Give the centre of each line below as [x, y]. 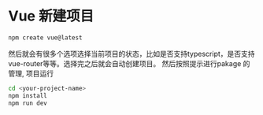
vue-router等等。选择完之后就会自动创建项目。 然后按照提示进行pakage [125, 63]
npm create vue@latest [45, 37]
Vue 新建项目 [51, 16]
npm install [28, 95]
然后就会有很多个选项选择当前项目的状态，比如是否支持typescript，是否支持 [131, 54]
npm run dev [28, 103]
